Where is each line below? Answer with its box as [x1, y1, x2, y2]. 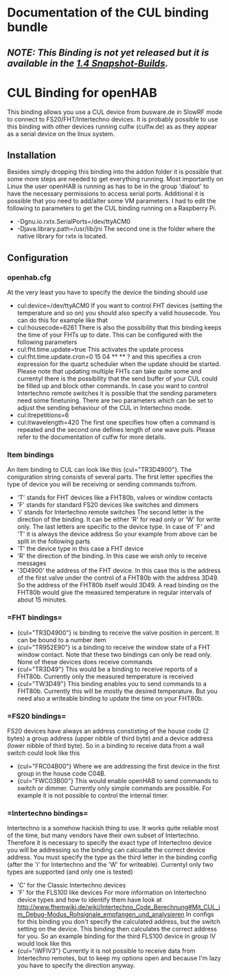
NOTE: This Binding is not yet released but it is [7, 47, 209, 58]
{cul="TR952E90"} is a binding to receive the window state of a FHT [16, 643, 211, 651]
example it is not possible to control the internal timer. [16, 791, 170, 799]
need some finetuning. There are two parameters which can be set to [16, 396, 214, 405]
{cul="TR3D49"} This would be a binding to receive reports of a [16, 665, 198, 673]
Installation [7, 149, 56, 161]
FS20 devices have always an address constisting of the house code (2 [7, 727, 209, 735]
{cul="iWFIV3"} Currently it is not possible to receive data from [16, 946, 196, 955]
